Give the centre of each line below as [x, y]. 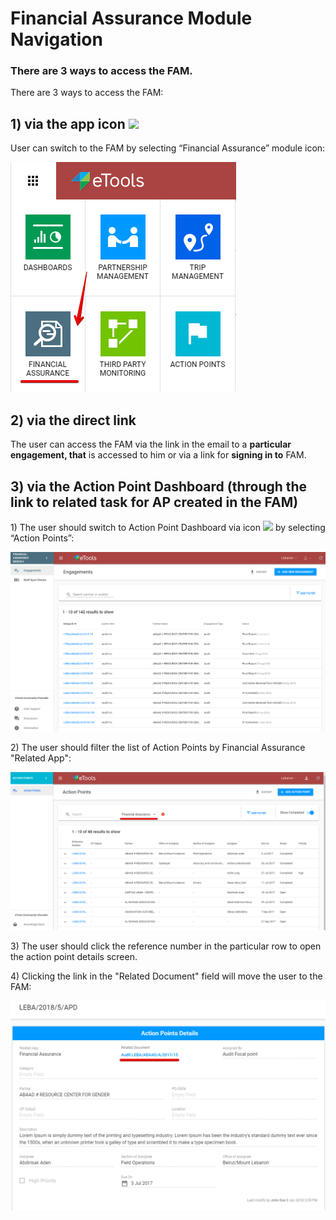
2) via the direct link [73, 420]
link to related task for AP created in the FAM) [154, 502]
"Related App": [41, 758]
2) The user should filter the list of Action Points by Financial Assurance [158, 747]
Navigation [56, 39]
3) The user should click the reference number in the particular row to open [166, 946]
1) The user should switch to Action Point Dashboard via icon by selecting [168, 527]
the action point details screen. [74, 956]
